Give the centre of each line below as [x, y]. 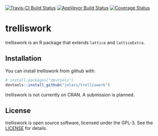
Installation [23, 59]
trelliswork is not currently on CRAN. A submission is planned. [70, 95]
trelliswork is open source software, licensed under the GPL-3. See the [79, 123]
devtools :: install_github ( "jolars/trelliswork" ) [58, 85]
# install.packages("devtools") [39, 80]
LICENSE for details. [26, 128]
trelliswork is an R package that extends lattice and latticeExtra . [75, 42]
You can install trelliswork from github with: [50, 71]
